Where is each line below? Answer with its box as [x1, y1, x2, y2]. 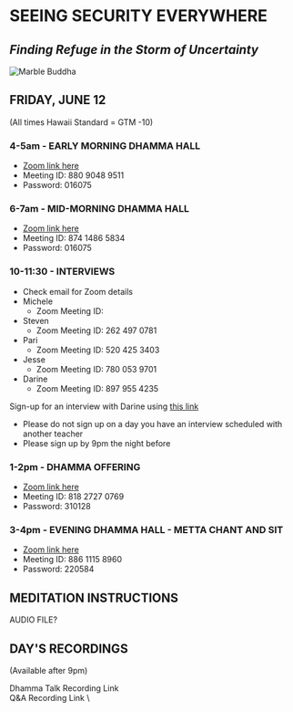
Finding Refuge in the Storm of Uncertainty [9, 42, 259, 58]
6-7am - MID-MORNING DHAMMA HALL [9, 203, 189, 215]
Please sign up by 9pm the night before [22, 437, 171, 448]
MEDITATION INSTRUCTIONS [9, 590, 179, 605]
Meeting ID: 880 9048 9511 [22, 170, 125, 181]
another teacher [22, 428, 84, 439]
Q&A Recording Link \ [9, 692, 90, 703]
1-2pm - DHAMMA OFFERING [9, 460, 141, 473]
